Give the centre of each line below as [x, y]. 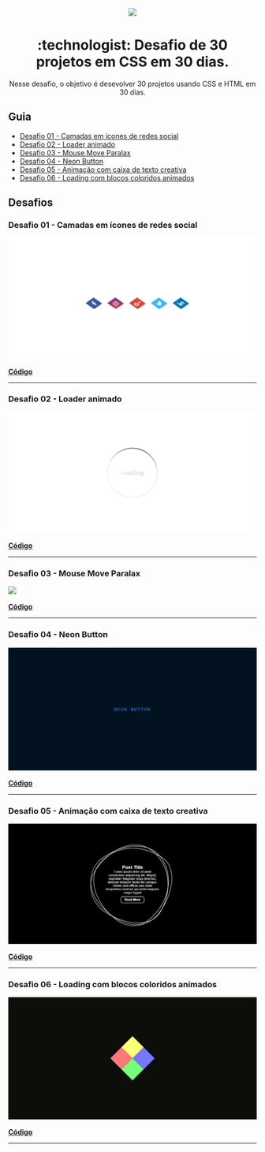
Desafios [31, 203]
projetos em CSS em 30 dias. [132, 62]
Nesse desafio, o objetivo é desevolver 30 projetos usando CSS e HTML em [132, 84]
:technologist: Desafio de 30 [132, 45]
